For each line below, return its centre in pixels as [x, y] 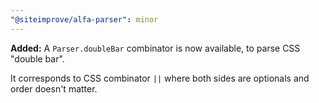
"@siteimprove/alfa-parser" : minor [84, 19]
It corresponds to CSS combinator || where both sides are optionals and [160, 78]
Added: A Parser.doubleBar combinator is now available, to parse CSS [155, 48]
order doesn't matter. [54, 88]
